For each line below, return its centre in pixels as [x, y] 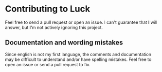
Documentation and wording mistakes [64, 43]
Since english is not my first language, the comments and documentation [78, 54]
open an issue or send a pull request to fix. [48, 64]
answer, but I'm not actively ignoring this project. [54, 27]
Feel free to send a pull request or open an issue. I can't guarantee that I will [81, 22]
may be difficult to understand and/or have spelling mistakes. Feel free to [78, 59]
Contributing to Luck [48, 9]
